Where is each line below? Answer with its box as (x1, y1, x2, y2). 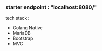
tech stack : (5, 15, 30, 21)
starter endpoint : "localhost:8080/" (5, 4, 97, 11)
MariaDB (12, 30, 31, 36)
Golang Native (12, 25, 43, 31)
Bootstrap (12, 35, 33, 41)
